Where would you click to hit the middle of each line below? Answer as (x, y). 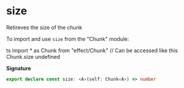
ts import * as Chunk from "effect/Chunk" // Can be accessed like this (92, 50)
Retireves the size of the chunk (44, 27)
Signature (19, 68)
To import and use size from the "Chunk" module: (68, 39)
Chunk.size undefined (33, 56)
